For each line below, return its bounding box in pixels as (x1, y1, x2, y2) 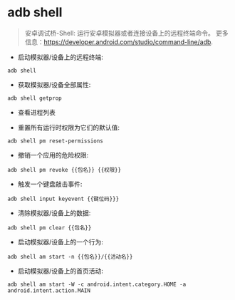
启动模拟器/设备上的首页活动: (17, 267, 103, 275)
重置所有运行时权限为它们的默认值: (17, 123, 120, 132)
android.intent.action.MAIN (7, 286, 91, 294)
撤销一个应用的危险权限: (17, 150, 89, 159)
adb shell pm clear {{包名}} (7, 224, 92, 232)
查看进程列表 (17, 108, 56, 116)
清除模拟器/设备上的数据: (17, 208, 91, 217)
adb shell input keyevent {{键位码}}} (7, 195, 120, 202)
